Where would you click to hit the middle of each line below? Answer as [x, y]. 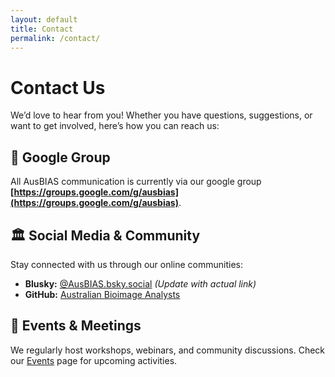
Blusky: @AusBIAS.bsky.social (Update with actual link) [140, 283]
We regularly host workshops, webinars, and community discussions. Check [168, 350]
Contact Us [58, 87]
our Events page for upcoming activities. [94, 360]
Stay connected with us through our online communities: [127, 264]
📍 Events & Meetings [76, 326]
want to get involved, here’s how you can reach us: [115, 126]
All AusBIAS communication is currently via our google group [136, 182]
